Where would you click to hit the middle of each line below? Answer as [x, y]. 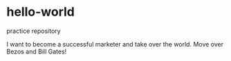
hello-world [41, 12]
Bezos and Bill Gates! [37, 51]
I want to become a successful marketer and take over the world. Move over [115, 44]
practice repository [34, 31]
